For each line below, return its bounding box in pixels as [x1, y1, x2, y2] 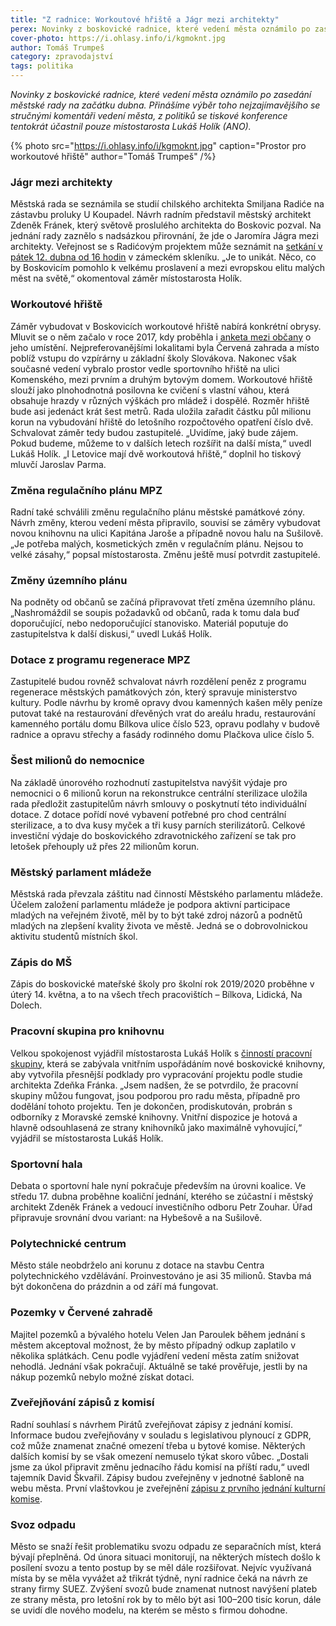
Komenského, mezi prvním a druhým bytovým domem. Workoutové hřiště [10, 373, 313, 385]
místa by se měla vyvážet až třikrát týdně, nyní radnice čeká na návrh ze [10, 1572, 308, 1585]
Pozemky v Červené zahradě [10, 1306, 153, 1320]
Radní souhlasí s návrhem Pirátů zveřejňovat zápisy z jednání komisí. [10, 1418, 293, 1430]
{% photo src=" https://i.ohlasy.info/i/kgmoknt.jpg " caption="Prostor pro [10, 140, 307, 151]
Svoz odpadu [10, 1517, 76, 1531]
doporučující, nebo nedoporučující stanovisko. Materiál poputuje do [10, 617, 289, 630]
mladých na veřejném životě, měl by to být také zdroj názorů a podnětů [10, 909, 303, 921]
